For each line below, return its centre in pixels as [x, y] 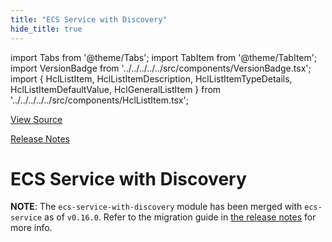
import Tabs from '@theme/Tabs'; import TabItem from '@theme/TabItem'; [164, 57]
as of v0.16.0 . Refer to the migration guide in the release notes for [180, 217]
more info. [31, 228]
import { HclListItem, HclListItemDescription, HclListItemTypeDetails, [151, 78]
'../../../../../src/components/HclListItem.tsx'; [99, 100]
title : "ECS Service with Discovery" [89, 19]
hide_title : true [46, 29]
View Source [36, 119]
